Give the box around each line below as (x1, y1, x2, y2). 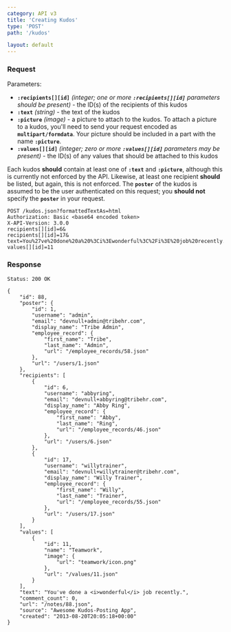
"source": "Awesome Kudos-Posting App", (19, 607, 137, 613)
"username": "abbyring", (43, 390, 115, 397)
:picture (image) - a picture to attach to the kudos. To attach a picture (16, 115, 217, 124)
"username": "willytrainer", (43, 462, 128, 469)
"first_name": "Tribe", (43, 335, 112, 343)
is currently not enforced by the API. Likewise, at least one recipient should (7, 173, 221, 181)
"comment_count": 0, (19, 595, 78, 602)
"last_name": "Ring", (56, 420, 118, 427)
